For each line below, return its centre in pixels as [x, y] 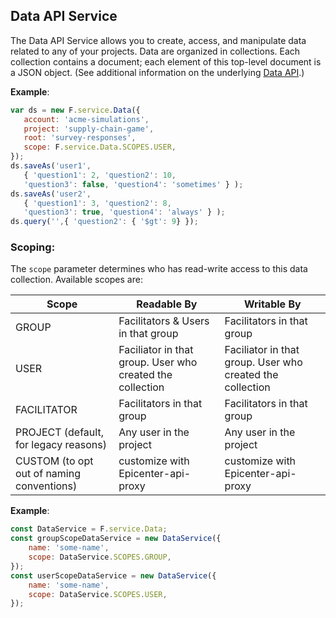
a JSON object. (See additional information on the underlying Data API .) [157, 72]
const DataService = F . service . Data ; [89, 529]
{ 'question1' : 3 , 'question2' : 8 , [97, 203]
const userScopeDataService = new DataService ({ [113, 575]
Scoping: [33, 247]
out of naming [48, 474]
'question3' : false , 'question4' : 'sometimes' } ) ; [133, 184]
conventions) [46, 486]
